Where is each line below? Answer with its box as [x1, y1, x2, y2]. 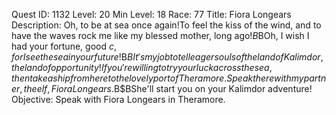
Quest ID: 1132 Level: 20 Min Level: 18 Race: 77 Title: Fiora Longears [11, 9, 292, 20]
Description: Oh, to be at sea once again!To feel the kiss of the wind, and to [11, 19, 322, 31]
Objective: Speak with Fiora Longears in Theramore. [11, 94, 226, 105]
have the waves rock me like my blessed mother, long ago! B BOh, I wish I [11, 30, 310, 41]
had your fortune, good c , [11, 40, 117, 52]
